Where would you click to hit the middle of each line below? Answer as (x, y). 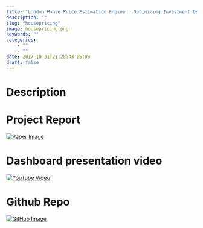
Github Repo (38, 202)
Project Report (43, 120)
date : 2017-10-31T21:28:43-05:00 (48, 57)
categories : (21, 40)
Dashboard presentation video (84, 161)
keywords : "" (23, 34)
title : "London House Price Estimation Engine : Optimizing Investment (98, 12)
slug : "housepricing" (34, 23)
